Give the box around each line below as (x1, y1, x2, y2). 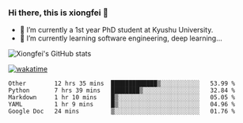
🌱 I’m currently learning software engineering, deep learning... (19, 33, 223, 43)
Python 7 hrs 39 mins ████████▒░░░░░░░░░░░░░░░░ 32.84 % (8, 86, 236, 94)
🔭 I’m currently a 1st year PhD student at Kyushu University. (19, 25, 214, 35)
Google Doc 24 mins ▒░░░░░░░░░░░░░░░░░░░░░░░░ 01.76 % (8, 107, 236, 116)
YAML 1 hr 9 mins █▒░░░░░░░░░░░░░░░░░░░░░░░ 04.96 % (8, 101, 236, 109)
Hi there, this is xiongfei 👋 (8, 7, 108, 18)
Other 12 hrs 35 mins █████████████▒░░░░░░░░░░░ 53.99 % (8, 79, 236, 88)
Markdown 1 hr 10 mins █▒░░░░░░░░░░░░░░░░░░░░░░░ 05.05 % (8, 94, 236, 102)
